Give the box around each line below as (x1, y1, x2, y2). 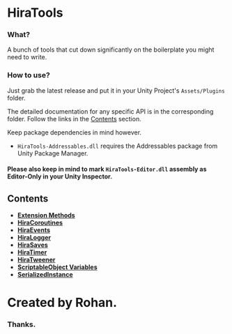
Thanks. (7, 319, 36, 329)
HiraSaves (17, 241, 49, 249)
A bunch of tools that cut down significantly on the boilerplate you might (7, 45, 215, 54)
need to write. (7, 53, 47, 61)
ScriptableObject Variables (17, 263, 98, 271)
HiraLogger (17, 234, 51, 242)
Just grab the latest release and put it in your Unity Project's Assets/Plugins (7, 86, 225, 95)
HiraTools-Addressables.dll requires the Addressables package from (17, 142, 218, 150)
